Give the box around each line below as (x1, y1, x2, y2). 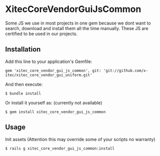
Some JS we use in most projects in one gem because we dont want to (5, 20, 151, 26)
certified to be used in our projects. (5, 30, 78, 36)
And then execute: (5, 81, 43, 87)
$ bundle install (5, 91, 41, 96)
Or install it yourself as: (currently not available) (5, 99, 103, 105)
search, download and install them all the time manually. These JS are (5, 25, 149, 31)
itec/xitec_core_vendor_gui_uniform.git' (5, 72, 93, 77)
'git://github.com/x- (103, 68, 149, 73)
